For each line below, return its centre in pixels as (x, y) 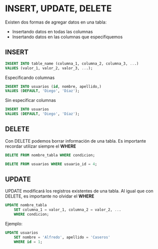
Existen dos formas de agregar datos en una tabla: (56, 22)
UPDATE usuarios (22, 233)
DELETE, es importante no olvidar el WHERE (50, 196)
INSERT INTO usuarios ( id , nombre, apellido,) (53, 86)
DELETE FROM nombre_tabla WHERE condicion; (50, 155)
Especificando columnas (30, 77)
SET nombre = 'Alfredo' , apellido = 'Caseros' (62, 237)
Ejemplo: (14, 224)
